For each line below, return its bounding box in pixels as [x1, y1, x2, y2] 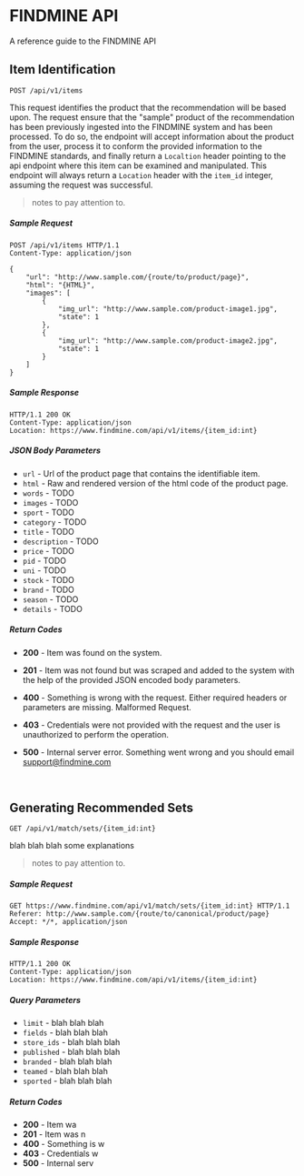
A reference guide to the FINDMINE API [9, 35, 157, 46]
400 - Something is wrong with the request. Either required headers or [22, 692, 288, 703]
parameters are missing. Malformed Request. [22, 701, 192, 712]
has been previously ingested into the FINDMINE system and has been [9, 121, 273, 132]
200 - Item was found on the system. [22, 647, 162, 658]
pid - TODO [22, 555, 66, 566]
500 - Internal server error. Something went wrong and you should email [22, 747, 295, 758]
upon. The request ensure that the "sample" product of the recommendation [9, 111, 295, 123]
